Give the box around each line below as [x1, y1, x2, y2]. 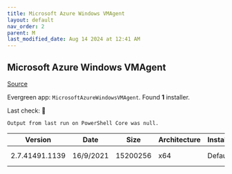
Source [7, 79, 28, 88]
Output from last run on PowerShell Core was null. [7, 119, 159, 126]
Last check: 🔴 [7, 106, 46, 115]
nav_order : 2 [7, 23, 45, 30]
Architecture [158, 135, 202, 144]
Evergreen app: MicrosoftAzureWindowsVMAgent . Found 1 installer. [7, 93, 190, 101]
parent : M [7, 29, 36, 37]
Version [25, 135, 52, 144]
